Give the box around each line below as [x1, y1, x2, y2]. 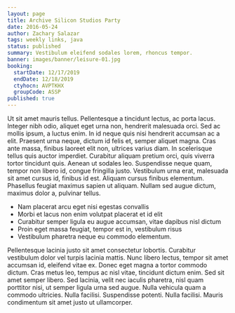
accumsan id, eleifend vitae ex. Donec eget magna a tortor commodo [7, 261, 208, 269]
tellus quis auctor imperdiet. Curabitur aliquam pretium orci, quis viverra [7, 152, 215, 160]
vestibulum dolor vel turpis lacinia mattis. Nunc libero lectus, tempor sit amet [7, 253, 229, 262]
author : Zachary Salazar [7, 29, 80, 37]
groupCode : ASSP [13, 88, 61, 95]
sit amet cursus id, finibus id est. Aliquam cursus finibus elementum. [7, 174, 205, 182]
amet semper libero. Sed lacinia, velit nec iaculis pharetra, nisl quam [7, 276, 204, 284]
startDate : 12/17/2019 [13, 69, 80, 76]
